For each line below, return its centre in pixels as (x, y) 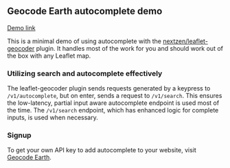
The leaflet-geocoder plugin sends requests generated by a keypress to (109, 88)
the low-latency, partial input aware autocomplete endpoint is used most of (113, 103)
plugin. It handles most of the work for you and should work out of (129, 48)
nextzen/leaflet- (185, 41)
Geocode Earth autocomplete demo (85, 11)
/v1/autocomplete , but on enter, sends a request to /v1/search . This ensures (115, 96)
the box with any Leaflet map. (49, 56)
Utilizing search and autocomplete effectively (85, 73)
